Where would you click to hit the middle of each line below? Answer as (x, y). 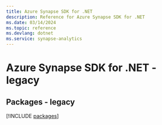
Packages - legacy (40, 102)
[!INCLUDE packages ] (32, 116)
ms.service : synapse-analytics (44, 39)
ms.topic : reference (31, 28)
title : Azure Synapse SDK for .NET (49, 11)
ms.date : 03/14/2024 (31, 22)
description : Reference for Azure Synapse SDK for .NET (75, 17)
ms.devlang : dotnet (30, 33)
